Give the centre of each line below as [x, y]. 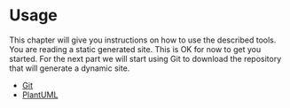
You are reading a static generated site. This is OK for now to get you [135, 49]
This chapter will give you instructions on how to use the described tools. [143, 40]
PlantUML [40, 95]
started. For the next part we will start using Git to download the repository [145, 58]
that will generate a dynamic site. [70, 68]
